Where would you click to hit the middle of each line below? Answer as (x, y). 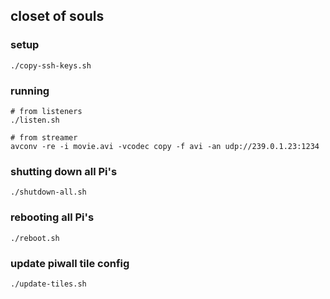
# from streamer (44, 137)
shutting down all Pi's (64, 171)
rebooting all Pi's (52, 217)
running (30, 91)
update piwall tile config (70, 263)
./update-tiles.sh (48, 284)
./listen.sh (35, 120)
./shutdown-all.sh (48, 192)
